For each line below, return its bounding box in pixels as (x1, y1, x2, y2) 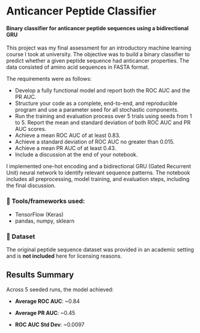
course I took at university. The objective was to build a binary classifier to (6, 51, 190, 58)
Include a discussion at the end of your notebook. (14, 151, 138, 158)
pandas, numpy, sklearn (14, 217, 75, 224)
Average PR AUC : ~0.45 (14, 309, 76, 316)
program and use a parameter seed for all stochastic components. (14, 106, 179, 113)
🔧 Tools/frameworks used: (6, 197, 85, 206)
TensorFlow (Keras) (14, 211, 64, 218)
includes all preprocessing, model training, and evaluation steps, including (6, 176, 190, 183)
